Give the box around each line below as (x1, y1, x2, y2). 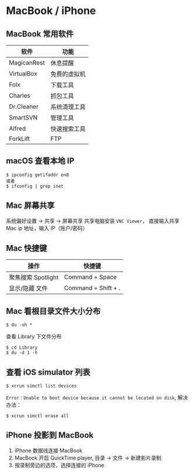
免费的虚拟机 (50, 70, 86, 78)
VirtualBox (9, 70, 38, 77)
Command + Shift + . (64, 284, 121, 292)
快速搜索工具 (50, 125, 86, 133)
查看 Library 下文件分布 (6, 333, 62, 340)
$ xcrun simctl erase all (6, 413, 69, 419)
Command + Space (64, 273, 117, 281)
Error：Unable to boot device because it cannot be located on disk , (6, 394, 177, 401)
